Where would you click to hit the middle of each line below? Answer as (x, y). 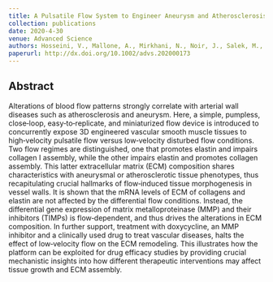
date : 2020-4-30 (36, 31)
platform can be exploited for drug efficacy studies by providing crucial (127, 252)
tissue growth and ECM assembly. (65, 269)
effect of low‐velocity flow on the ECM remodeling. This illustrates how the (133, 243)
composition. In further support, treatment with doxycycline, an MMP (124, 226)
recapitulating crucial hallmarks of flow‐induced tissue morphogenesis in (130, 183)
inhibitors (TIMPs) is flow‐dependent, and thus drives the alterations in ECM (135, 218)
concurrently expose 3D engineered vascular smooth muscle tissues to (128, 131)
